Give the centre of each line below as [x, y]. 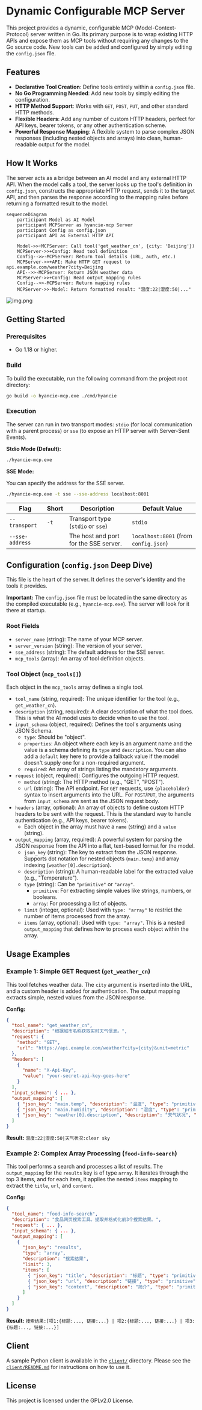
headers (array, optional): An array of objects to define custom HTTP [99, 807]
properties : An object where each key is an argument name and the [108, 743]
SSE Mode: [20, 471]
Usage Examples [38, 955]
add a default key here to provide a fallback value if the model [101, 756]
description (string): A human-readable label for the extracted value [109, 871]
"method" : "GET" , [39, 1043]
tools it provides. [27, 586]
